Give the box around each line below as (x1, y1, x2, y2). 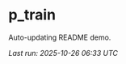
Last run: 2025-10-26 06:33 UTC (8, 48, 119, 58)
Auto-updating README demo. (8, 32, 111, 42)
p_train (8, 6, 57, 24)
